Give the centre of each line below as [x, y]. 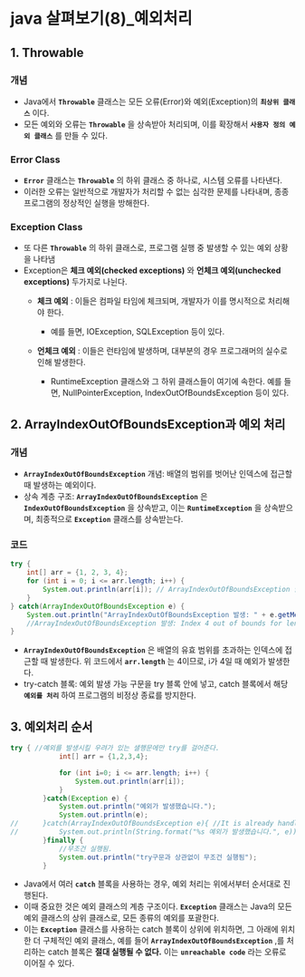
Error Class [35, 160]
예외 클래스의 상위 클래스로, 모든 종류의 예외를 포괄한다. [121, 918]
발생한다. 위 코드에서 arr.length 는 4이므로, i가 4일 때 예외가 [158, 662]
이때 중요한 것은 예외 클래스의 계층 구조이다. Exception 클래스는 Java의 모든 [157, 906]
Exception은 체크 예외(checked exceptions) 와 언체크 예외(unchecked [152, 271]
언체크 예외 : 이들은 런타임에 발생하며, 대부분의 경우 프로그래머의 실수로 [162, 351]
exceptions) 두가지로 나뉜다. [75, 282]
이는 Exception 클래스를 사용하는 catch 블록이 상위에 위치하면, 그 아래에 [151, 929]
